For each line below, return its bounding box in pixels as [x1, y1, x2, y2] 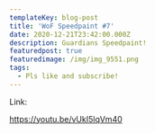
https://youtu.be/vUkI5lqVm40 [9, 113, 123, 124]
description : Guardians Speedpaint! [9, 38, 147, 48]
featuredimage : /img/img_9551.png [9, 55, 140, 64]
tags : [9, 64, 30, 73]
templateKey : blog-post [9, 13, 99, 22]
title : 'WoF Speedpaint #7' [9, 22, 115, 31]
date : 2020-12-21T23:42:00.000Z [9, 30, 131, 39]
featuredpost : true [9, 47, 83, 56]
